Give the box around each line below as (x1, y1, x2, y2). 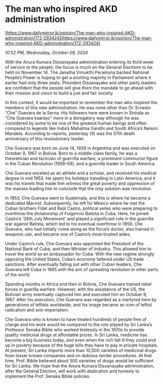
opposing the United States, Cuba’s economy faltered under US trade (5, 256, 144, 262)
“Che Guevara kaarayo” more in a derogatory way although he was (5, 115, 139, 121)
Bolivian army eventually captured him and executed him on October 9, (5, 291, 147, 297)
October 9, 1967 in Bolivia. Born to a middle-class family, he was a (5, 150, 138, 156)
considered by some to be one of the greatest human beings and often (5, 120, 147, 126)
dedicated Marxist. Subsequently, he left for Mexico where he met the (5, 200, 145, 206)
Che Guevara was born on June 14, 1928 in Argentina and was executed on (5, 145, 156, 151)
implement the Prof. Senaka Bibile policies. (5, 373, 91, 379)
